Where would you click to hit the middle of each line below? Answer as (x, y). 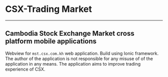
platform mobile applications (51, 41)
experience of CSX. (25, 69)
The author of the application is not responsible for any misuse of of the (79, 59)
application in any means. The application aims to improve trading (73, 64)
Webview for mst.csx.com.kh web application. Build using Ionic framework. (82, 53)
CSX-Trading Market (49, 9)
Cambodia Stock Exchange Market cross (70, 34)
